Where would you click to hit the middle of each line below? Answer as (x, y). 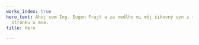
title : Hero (21, 28)
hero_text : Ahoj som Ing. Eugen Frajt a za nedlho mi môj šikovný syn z (98, 17)
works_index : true (29, 11)
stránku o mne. (30, 22)
